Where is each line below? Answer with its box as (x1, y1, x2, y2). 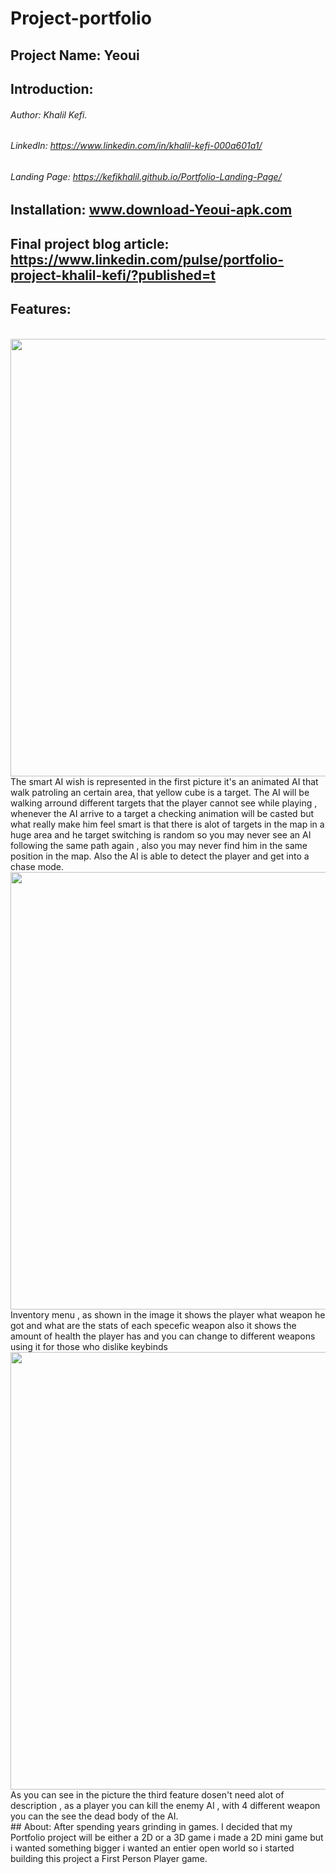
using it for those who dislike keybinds (10, 1340, 168, 1352)
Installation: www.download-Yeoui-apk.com (10, 202, 293, 219)
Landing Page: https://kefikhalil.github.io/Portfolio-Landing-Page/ (10, 170, 282, 182)
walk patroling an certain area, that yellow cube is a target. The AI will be (10, 786, 310, 798)
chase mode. (10, 860, 65, 872)
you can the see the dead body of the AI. (10, 1810, 179, 1822)
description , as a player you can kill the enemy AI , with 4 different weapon (10, 1799, 321, 1811)
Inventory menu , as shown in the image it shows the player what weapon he (10, 1308, 326, 1321)
